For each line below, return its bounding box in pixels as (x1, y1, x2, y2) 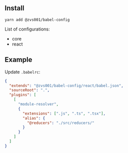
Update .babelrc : (4, 68, 40, 74)
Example (4, 55, 32, 64)
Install (4, 4, 24, 12)
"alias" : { (22, 115, 45, 120)
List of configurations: (4, 26, 50, 32)
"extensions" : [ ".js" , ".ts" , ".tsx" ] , (22, 111, 106, 116)
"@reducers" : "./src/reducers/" (26, 120, 94, 125)
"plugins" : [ (9, 92, 36, 97)
